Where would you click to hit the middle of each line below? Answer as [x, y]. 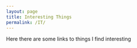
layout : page [22, 11]
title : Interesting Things [39, 17]
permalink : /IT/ [26, 22]
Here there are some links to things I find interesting [69, 39]
